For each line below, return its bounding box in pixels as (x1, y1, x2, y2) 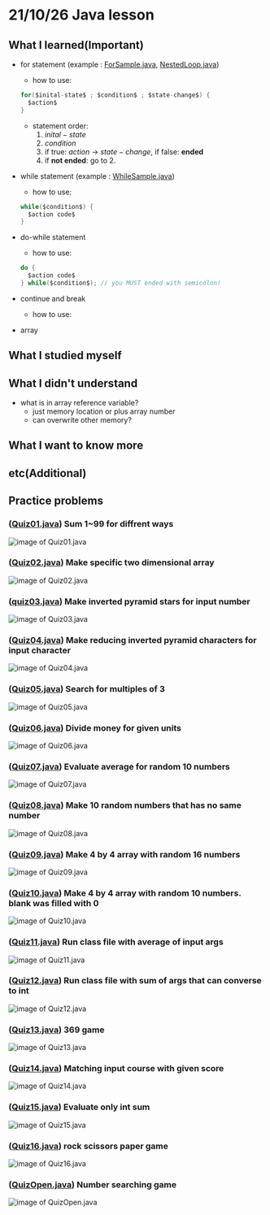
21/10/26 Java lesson (8, 6, 155, 24)
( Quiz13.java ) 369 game (8, 1024, 105, 1035)
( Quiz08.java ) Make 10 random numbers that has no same (8, 800, 242, 811)
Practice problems (8, 494, 104, 508)
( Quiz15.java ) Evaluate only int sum (8, 1101, 150, 1113)
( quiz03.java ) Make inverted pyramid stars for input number (8, 596, 250, 607)
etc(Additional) (8, 466, 87, 480)
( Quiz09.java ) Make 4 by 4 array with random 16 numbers (8, 848, 241, 860)
